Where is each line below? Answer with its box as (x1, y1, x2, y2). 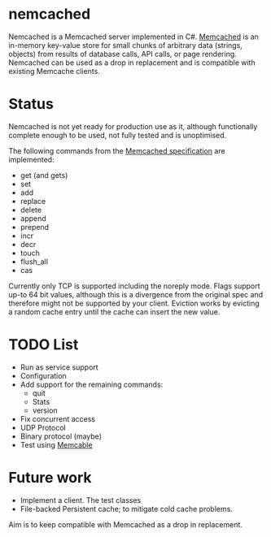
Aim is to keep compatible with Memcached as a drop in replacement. (8, 519, 243, 529)
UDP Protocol (20, 422, 67, 432)
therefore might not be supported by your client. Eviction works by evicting (8, 298, 260, 308)
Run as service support (20, 362, 99, 372)
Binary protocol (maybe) (20, 431, 102, 441)
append (20, 213, 46, 223)
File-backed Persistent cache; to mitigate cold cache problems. (20, 504, 234, 513)
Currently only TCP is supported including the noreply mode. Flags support (8, 281, 260, 291)
